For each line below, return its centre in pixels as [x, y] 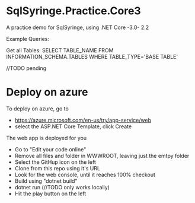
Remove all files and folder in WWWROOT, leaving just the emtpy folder [102, 156]
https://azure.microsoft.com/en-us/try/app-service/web [83, 120]
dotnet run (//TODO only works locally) [62, 187]
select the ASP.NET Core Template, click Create [73, 126]
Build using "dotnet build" [46, 181]
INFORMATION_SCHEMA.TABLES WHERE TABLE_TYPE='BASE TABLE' [92, 56]
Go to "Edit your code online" [50, 149]
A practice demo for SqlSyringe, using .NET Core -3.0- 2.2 [78, 27]
